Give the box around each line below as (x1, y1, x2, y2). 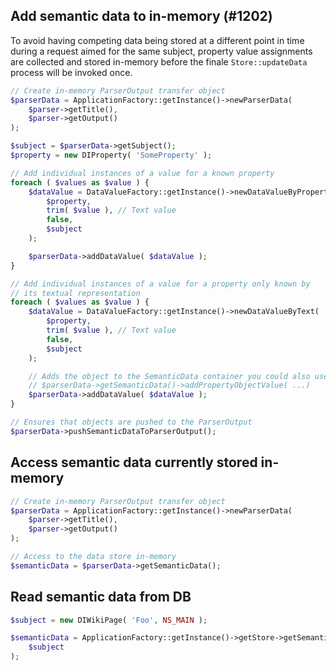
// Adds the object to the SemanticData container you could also (28, 371, 311, 381)
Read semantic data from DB (10, 589, 192, 606)
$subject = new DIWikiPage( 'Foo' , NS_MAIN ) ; (10, 615, 208, 625)
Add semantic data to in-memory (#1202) (10, 8, 273, 25)
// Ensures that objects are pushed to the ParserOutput (10, 417, 253, 428)
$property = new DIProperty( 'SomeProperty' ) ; (10, 150, 213, 161)
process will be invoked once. (10, 66, 133, 78)
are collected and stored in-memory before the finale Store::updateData (10, 55, 308, 68)
